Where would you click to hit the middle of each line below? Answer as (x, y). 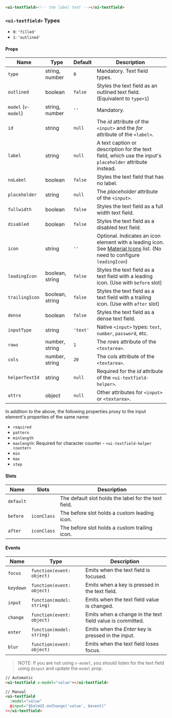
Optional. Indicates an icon (128, 236)
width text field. (115, 213)
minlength (23, 438)
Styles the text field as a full (130, 206)
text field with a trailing (124, 298)
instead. (106, 168)
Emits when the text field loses (122, 644)
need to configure (118, 255)
